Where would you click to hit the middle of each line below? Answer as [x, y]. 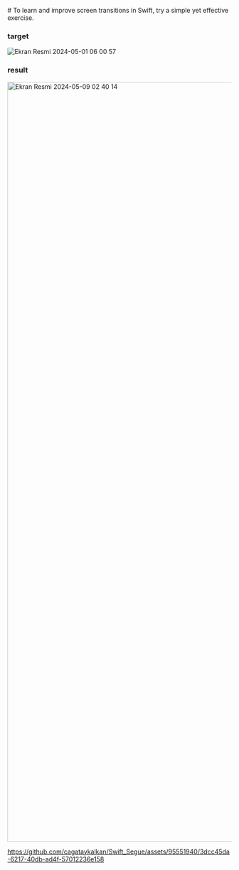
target [18, 36]
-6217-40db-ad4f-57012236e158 [56, 859]
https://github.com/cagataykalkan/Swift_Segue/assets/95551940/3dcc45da [118, 852]
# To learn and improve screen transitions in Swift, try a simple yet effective [118, 10]
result [18, 70]
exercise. [21, 18]
